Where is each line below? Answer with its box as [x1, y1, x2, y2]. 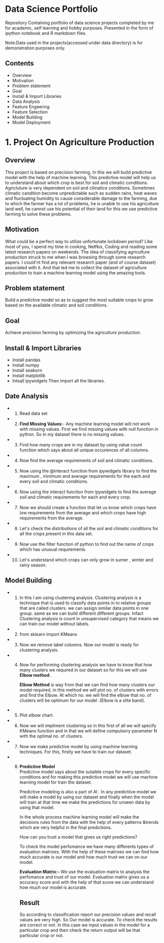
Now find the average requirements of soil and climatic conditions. [19, 457, 154, 463]
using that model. [19, 804, 55, 810]
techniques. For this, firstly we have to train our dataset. [19, 749, 132, 754]
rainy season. [19, 562, 47, 568]
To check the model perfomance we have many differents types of [19, 843, 154, 849]
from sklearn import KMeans [19, 631, 77, 637]
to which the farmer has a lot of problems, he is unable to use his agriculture [5, 200, 159, 206]
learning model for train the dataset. [19, 779, 92, 785]
